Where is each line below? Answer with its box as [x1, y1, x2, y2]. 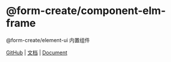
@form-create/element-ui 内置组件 [6, 36, 90, 43]
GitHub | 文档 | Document [6, 49, 67, 56]
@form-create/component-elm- [6, 4, 166, 18]
